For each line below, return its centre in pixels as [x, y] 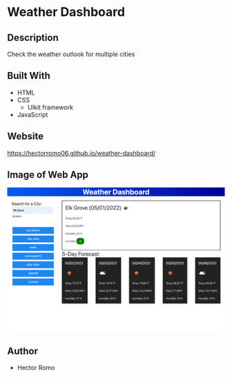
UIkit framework [50, 107]
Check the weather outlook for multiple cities [71, 54]
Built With [29, 76]
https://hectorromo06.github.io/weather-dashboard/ [81, 153]
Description [33, 38]
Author [22, 351]
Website [25, 137]
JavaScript [32, 114]
